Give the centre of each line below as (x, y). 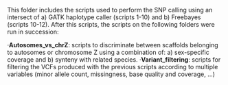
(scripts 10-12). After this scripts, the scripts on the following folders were (111, 24)
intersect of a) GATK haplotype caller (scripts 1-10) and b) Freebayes (104, 17)
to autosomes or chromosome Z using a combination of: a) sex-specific (108, 52)
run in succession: (33, 32)
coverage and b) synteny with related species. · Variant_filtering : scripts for (114, 60)
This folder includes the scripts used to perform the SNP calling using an (110, 10)
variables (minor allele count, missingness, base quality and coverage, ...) (111, 74)
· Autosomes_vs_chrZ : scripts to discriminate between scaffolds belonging (113, 45)
